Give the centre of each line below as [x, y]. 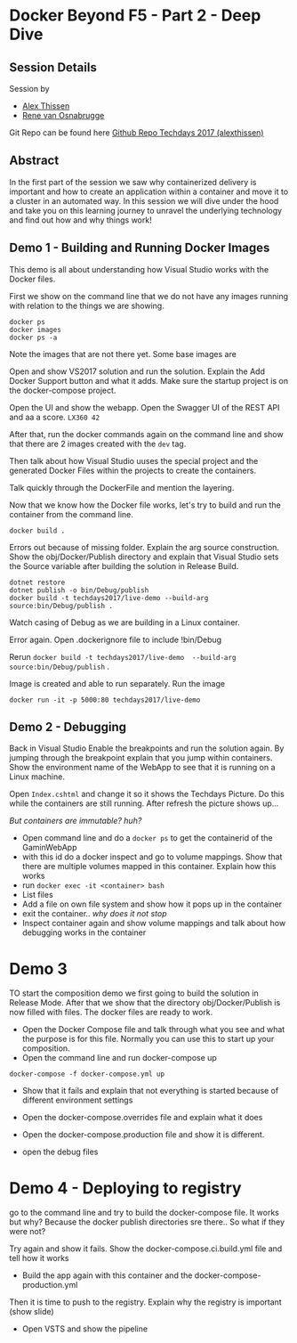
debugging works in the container [84, 932]
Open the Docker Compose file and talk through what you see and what [153, 1030]
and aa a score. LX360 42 [55, 417]
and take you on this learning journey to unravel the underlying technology [146, 210]
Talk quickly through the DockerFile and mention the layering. [122, 487]
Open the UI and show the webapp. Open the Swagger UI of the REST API [144, 407]
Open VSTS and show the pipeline [85, 1329]
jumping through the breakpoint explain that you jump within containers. [141, 758]
